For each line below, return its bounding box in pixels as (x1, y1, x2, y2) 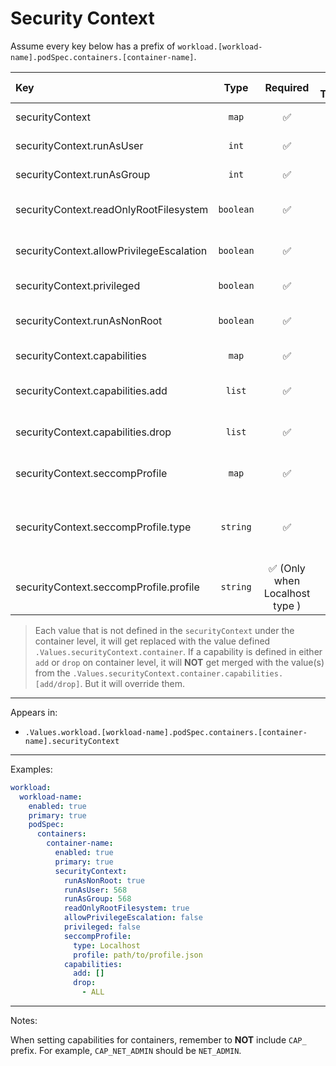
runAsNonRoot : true (63, 875, 145, 886)
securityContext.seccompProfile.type (15, 520, 192, 534)
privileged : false (63, 922, 141, 932)
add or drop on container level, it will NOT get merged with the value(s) (34, 656, 325, 668)
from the (34, 667, 71, 679)
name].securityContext (24, 736, 120, 746)
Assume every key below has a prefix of (10, 40, 176, 52)
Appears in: (10, 706, 58, 718)
